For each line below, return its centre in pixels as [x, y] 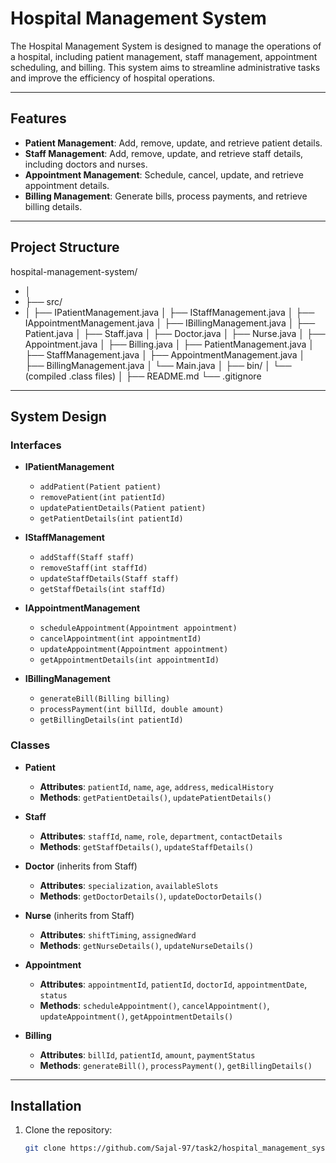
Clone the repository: [68, 1130]
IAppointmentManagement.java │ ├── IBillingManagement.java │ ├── [170, 323]
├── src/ [43, 301]
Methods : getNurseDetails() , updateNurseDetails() [146, 945]
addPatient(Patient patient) [100, 487]
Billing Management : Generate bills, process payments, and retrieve [166, 196]
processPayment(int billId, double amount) [132, 710]
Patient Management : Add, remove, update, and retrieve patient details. [173, 143]
